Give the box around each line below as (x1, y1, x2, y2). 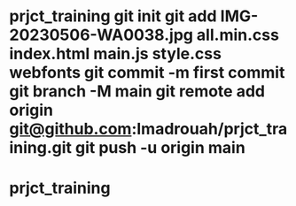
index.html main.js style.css (9, 44, 222, 64)
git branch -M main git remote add (9, 81, 266, 102)
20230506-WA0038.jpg (9, 25, 193, 45)
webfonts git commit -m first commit (9, 63, 285, 83)
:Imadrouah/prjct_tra (131, 119, 288, 139)
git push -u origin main (74, 138, 245, 158)
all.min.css (196, 25, 279, 45)
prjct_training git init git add (9, 6, 217, 27)
